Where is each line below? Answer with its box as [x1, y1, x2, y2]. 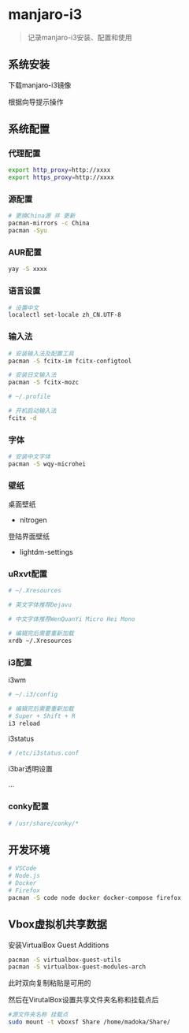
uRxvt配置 [8, 569, 48, 580]
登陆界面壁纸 [8, 532, 50, 541]
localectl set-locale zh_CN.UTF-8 [8, 311, 122, 319]
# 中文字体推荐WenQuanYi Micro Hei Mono [8, 615, 135, 623]
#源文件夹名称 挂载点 [8, 1011, 69, 1019]
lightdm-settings [19, 548, 73, 557]
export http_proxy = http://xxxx [8, 166, 111, 174]
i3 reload [8, 719, 41, 727]
